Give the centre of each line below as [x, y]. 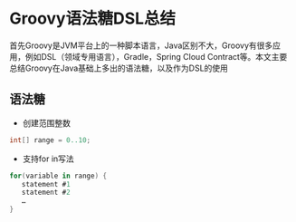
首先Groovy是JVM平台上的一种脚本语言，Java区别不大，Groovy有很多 [141, 45]
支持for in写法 [48, 159]
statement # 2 [46, 193]
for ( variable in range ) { [58, 176]
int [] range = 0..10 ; [50, 140]
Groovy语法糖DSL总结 [93, 19]
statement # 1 [46, 184]
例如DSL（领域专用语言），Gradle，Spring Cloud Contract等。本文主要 [156, 56]
